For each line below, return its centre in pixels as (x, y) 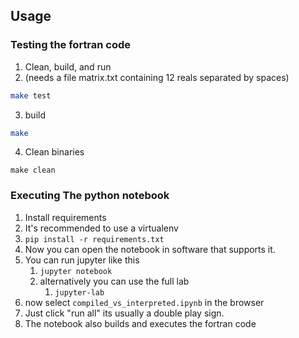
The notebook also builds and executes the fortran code (140, 323)
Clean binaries (54, 152)
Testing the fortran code (71, 45)
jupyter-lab (79, 292)
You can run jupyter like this (82, 260)
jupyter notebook (76, 271)
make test (31, 95)
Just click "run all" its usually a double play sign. (124, 313)
